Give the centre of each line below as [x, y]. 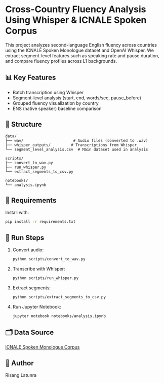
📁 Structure [24, 124]
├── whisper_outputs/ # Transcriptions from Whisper [71, 145]
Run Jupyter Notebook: [37, 307]
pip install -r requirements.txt [40, 222]
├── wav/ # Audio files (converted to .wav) [77, 140]
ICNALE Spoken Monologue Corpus [43, 347]
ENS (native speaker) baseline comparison [57, 108]
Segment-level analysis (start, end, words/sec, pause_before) [77, 98]
